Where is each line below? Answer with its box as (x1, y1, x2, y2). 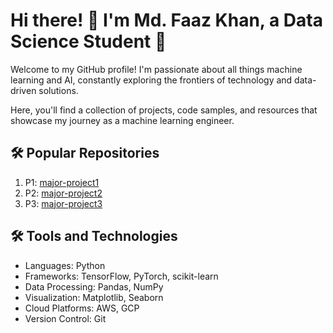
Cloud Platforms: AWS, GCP (24, 302, 140, 314)
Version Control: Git (24, 312, 107, 324)
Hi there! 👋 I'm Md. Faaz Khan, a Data (10, 9, 323, 32)
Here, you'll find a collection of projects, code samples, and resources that (10, 104, 318, 116)
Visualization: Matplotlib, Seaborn (24, 291, 164, 303)
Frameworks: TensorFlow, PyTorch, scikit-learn (24, 270, 219, 282)
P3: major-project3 (24, 197, 103, 209)
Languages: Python (24, 259, 106, 271)
